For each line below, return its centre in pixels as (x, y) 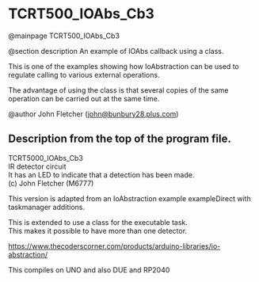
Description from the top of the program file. (120, 139)
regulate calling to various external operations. (84, 74)
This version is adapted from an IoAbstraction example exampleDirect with (129, 198)
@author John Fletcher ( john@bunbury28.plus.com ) (93, 114)
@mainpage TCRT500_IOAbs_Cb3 (64, 36)
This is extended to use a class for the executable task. (98, 222)
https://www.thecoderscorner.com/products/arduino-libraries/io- (114, 246)
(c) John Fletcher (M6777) (51, 183)
